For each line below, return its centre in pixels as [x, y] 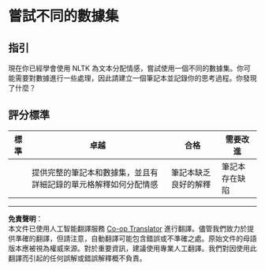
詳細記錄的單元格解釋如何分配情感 [95, 184]
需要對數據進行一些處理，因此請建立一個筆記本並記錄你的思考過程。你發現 [136, 78]
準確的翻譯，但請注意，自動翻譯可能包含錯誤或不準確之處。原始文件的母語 [136, 238]
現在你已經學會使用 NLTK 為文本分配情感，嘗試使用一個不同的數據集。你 [126, 68]
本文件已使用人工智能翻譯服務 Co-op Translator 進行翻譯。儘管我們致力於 [128, 228]
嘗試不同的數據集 [64, 16]
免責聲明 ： [26, 219]
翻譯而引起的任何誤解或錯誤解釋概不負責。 [77, 258]
